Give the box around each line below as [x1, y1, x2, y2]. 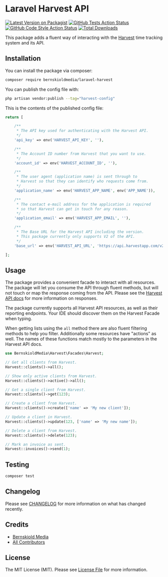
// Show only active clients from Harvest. [5, 373, 97, 379]
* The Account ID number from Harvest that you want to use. [16, 151, 146, 156]
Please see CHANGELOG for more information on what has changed [5, 501, 146, 507]
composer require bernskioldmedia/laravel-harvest [5, 77, 113, 82]
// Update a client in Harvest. [5, 415, 72, 420]
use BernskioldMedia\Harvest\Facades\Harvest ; [5, 351, 104, 356]
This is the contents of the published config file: [5, 105, 103, 111]
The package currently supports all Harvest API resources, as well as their [5, 305, 158, 311]
